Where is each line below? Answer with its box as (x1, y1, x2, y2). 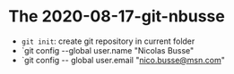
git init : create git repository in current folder (21, 36, 195, 46)
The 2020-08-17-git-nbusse (8, 6, 225, 27)
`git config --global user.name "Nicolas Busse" (21, 45, 195, 55)
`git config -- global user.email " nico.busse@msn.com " (21, 54, 225, 65)
